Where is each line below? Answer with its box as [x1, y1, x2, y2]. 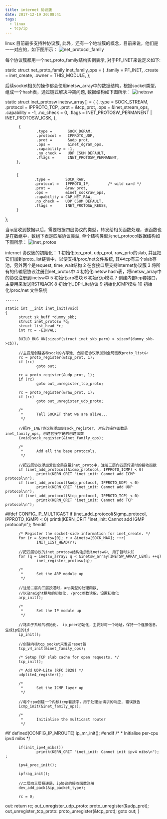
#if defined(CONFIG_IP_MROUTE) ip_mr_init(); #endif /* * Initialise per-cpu [5, 730, 159, 736]
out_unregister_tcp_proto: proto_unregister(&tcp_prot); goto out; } [5, 808, 140, 815]
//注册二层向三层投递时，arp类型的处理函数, [18, 586, 99, 591]
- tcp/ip [9, 26, 28, 31]
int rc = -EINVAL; [18, 328, 57, 333]
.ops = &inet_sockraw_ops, [34, 190, 106, 195]
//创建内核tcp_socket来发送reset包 [18, 642, 86, 647]
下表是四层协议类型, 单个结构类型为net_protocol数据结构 [39, 233, 156, 239]
